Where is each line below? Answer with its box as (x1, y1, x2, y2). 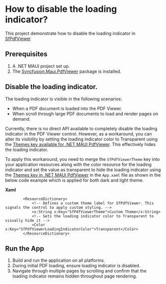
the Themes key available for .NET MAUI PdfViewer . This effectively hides (5, 141, 156, 147)
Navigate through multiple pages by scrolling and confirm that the (12, 268, 147, 274)
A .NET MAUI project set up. (12, 63, 70, 69)
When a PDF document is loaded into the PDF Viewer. (12, 105, 122, 111)
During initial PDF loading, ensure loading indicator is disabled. (12, 263, 140, 269)
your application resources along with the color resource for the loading (5, 161, 152, 167)
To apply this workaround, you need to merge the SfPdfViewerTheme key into (5, 156, 160, 162)
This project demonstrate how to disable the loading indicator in (5, 30, 136, 36)
